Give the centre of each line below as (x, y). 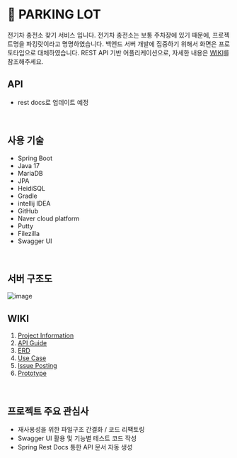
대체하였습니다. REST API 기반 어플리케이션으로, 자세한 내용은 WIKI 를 (134, 52)
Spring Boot (35, 158)
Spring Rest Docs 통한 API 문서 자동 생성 (75, 447)
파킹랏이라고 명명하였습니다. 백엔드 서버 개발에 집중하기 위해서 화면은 (121, 44)
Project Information (46, 335)
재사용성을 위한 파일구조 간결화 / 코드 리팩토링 (81, 429)
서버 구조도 (30, 278)
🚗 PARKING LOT (54, 15)
